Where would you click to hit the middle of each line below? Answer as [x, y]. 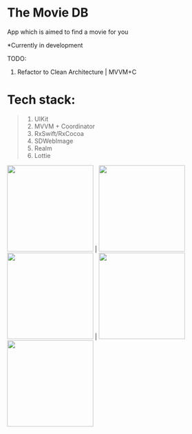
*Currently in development [45, 45]
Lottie [42, 155]
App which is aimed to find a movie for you [68, 32]
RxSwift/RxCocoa [59, 133]
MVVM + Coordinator [64, 126]
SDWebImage [54, 141]
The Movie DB [48, 13]
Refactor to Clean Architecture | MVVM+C [77, 72]
